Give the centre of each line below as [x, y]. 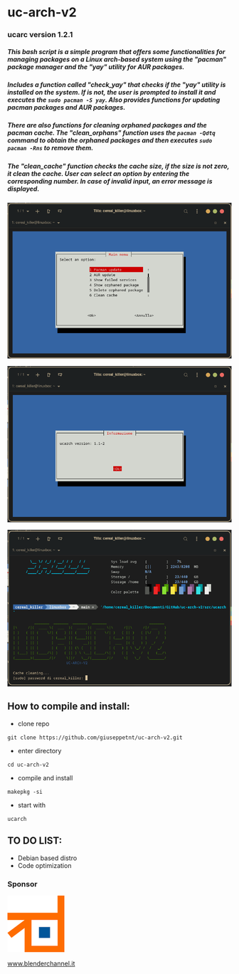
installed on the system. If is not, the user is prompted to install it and [112, 93]
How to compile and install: [69, 707]
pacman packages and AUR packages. [67, 108]
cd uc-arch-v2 [28, 765]
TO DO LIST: [35, 841]
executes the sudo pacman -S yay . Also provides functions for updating [114, 100]
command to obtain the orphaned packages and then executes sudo [110, 140]
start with [32, 805]
